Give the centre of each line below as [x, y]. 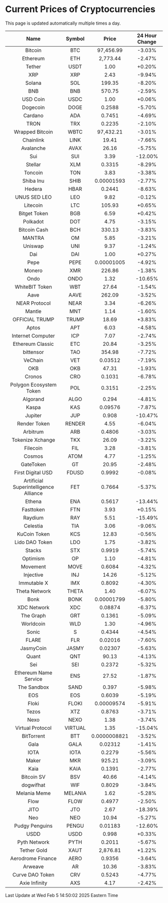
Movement [33, 567]
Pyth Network [33, 842]
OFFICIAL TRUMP [33, 319]
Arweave [33, 866]
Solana [33, 83]
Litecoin [33, 205]
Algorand [33, 399]
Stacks [33, 550]
